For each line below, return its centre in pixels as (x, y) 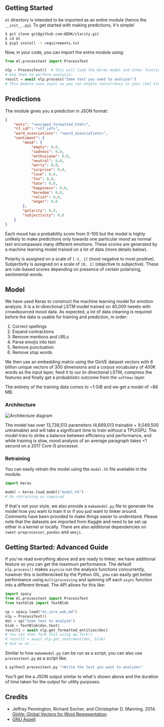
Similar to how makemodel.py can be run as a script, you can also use (74, 653)
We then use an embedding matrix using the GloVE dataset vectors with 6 (79, 362)
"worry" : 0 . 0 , (45, 165)
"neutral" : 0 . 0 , (48, 161)
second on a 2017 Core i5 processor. (42, 446)
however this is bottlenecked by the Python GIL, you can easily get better (79, 574)
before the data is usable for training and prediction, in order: (66, 317)
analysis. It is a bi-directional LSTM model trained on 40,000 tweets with (78, 307)
